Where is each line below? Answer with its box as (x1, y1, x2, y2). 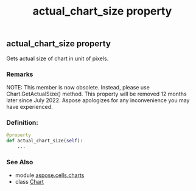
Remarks (6, 70, 33, 78)
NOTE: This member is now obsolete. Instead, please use (6, 83, 150, 91)
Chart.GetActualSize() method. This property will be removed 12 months (6, 90, 187, 97)
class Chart (15, 178, 44, 186)
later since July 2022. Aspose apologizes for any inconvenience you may (6, 96, 190, 104)
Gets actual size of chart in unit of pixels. (6, 55, 109, 62)
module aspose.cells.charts (15, 172, 85, 179)
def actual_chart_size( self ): (6, 138, 83, 144)
